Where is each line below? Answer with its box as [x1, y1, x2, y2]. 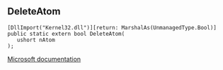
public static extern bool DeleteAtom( [7, 30, 125, 37]
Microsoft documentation [7, 55, 81, 63]
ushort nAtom [16, 36, 55, 43]
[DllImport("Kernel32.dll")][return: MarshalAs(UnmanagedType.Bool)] [7, 24, 217, 31]
